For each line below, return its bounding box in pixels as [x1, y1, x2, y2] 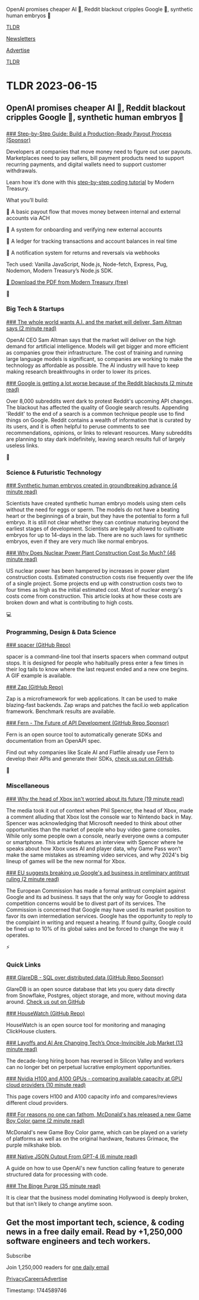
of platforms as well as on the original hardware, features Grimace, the [6, 1135, 179, 1142]
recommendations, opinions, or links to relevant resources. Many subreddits [6, 429, 192, 436]
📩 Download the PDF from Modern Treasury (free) [6, 278, 129, 286]
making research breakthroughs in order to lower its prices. [6, 368, 151, 375]
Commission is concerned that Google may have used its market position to [6, 906, 191, 913]
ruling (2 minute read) [6, 875, 59, 882]
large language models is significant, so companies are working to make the [6, 355, 192, 362]
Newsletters [6, 35, 36, 42]
